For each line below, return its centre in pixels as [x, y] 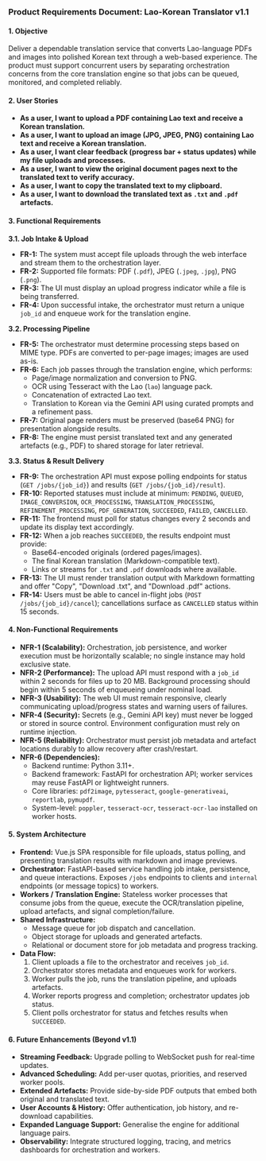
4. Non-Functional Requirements [64, 630]
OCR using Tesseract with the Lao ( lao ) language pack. [122, 386]
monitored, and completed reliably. [65, 83]
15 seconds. [39, 612]
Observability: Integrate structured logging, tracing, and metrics [125, 1142]
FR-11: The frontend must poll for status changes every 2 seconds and [135, 518]
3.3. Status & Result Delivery [56, 460]
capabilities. [74, 1116]
